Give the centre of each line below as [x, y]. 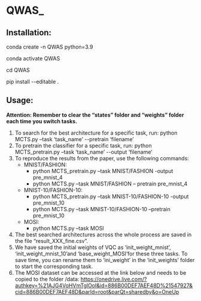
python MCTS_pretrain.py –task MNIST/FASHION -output [103, 171]
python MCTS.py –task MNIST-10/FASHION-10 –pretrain [101, 209]
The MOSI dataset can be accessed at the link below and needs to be [100, 272]
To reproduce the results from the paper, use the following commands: [102, 158]
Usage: [20, 100]
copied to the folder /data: [47, 279]
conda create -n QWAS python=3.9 [50, 47]
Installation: [29, 33]
